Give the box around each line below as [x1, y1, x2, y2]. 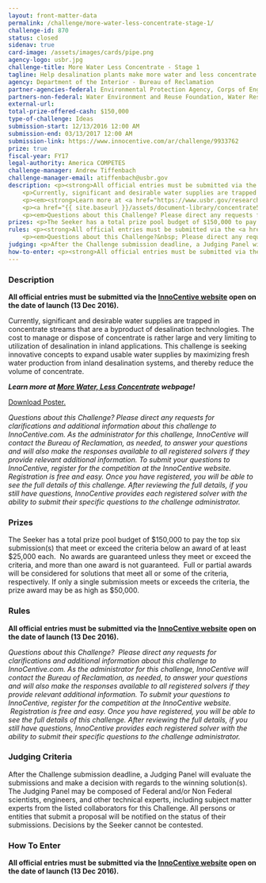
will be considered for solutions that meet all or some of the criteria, [8, 569, 230, 578]
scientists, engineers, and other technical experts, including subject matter [8, 795, 252, 804]
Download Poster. [8, 397, 66, 407]
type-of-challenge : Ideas [8, 115, 93, 123]
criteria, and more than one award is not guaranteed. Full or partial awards [8, 561, 252, 570]
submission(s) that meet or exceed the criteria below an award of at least [8, 543, 247, 553]
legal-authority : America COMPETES [8, 160, 126, 168]
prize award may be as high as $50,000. [8, 585, 140, 596]
